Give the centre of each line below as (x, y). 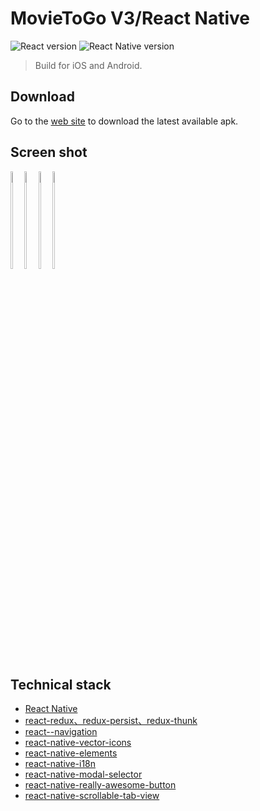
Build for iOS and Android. (88, 65)
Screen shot (49, 152)
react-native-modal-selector (83, 774)
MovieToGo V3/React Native (130, 18)
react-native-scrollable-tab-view (92, 796)
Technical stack (61, 684)
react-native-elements (71, 753)
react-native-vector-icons (78, 743)
